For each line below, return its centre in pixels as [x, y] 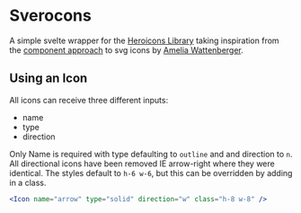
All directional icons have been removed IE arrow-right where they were [142, 164]
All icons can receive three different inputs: [89, 100]
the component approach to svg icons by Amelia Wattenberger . [127, 49]
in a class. [28, 182]
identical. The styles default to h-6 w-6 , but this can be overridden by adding [151, 173]
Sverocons [50, 16]
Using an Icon [49, 79]
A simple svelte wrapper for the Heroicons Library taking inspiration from [145, 40]
